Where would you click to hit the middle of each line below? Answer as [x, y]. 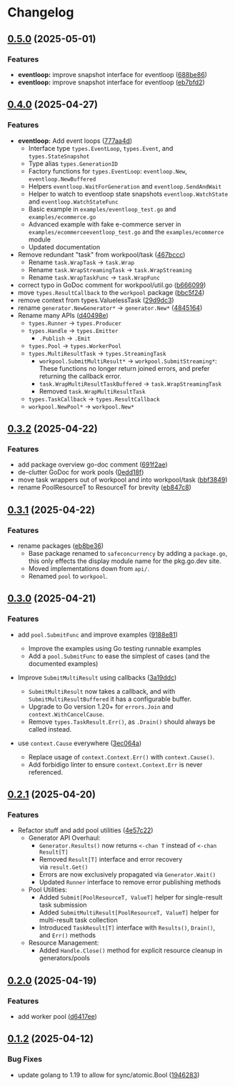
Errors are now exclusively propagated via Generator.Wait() [127, 875]
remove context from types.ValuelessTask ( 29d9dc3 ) [96, 300]
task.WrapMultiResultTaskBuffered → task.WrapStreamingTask [130, 384]
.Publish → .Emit [65, 338]
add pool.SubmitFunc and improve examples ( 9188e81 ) [98, 634]
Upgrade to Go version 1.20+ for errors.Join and [101, 706]
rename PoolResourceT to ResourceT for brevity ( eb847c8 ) [104, 487]
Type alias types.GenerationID [73, 163]
